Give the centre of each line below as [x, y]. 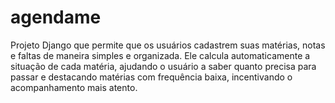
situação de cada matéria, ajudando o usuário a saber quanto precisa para [163, 66]
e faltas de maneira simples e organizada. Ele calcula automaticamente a [160, 55]
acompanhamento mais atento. [74, 87]
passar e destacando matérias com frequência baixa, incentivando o [151, 77]
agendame [56, 17]
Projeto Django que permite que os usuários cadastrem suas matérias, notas [168, 45]
